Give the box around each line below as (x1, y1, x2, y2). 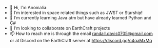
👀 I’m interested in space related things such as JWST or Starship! (9, 10, 143, 16)
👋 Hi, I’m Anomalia (9, 5, 47, 10)
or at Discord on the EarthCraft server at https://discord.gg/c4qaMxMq (9, 38, 152, 43)
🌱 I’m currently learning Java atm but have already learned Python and (9, 15, 152, 20)
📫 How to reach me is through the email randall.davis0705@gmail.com (9, 31, 153, 36)
